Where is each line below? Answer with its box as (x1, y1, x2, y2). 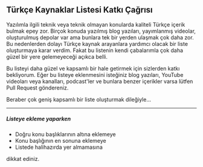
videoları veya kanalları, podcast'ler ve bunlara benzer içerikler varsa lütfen (6, 77, 193, 85)
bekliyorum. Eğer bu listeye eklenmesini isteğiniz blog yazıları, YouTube (6, 71, 184, 78)
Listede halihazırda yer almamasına (14, 143, 103, 151)
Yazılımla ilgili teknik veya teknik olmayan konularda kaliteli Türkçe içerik (6, 21, 185, 28)
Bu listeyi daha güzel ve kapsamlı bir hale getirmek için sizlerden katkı (6, 65, 180, 72)
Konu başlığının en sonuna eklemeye (14, 137, 107, 144)
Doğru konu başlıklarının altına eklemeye (14, 130, 116, 138)
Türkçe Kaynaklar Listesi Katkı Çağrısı (6, 5, 153, 15)
